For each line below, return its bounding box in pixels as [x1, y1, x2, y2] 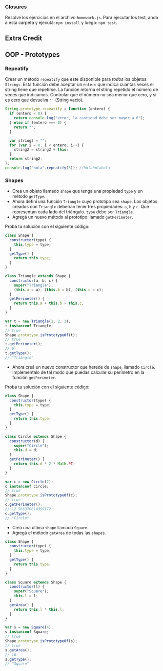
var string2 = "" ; [9, 138, 47, 143]
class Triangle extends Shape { [5, 274, 71, 279]
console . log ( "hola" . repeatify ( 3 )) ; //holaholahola [5, 165, 110, 170]
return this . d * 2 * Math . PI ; [14, 461, 76, 467]
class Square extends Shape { [5, 580, 67, 585]
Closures [5, 3, 27, 10]
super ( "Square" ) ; [14, 589, 49, 594]
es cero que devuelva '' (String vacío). [5, 97, 84, 103]
